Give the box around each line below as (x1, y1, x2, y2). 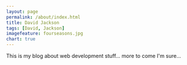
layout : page (6, 8, 38, 15)
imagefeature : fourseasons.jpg (6, 31, 83, 37)
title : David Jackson (6, 19, 60, 25)
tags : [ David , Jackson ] (6, 25, 65, 31)
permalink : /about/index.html (6, 14, 81, 20)
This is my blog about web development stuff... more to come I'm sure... (6, 53, 182, 59)
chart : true (6, 36, 36, 42)
